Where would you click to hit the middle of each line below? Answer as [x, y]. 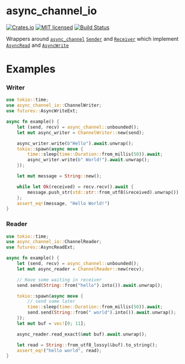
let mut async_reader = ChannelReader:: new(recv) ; [81, 269]
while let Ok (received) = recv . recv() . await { [75, 187]
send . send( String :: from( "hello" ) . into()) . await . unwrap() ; [90, 285]
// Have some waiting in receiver [59, 280]
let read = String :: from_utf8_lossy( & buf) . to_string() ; [87, 345]
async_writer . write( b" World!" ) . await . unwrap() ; [89, 160]
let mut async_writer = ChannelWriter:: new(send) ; [81, 132]
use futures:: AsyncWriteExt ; [42, 111]
